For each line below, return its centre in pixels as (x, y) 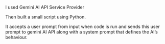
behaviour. (17, 37)
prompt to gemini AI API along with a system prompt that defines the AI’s (82, 32)
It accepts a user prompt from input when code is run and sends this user (82, 26)
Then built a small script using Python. (45, 17)
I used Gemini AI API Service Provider (45, 7)
